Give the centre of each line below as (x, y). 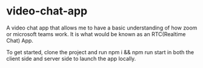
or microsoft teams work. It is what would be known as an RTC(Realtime (96, 34)
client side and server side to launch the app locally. (71, 58)
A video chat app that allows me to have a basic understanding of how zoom (102, 28)
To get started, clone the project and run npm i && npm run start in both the (100, 52)
